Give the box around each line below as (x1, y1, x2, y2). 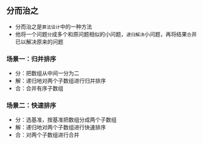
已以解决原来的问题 (15, 38, 64, 45)
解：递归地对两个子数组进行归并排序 (15, 77, 106, 85)
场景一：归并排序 (6, 54, 57, 63)
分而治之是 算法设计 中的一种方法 (15, 23, 92, 30)
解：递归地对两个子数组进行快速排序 (15, 123, 106, 131)
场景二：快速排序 (6, 102, 57, 110)
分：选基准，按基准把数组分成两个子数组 (15, 116, 117, 123)
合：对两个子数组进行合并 (15, 131, 80, 139)
